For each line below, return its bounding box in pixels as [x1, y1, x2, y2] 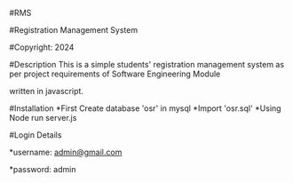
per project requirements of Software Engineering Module [9, 68, 221, 79]
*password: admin [9, 164, 76, 174]
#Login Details [9, 130, 62, 140]
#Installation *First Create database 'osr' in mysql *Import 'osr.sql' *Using [9, 103, 281, 114]
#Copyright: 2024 [9, 42, 75, 52]
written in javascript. [9, 86, 84, 96]
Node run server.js [9, 113, 77, 123]
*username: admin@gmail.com [9, 147, 123, 157]
